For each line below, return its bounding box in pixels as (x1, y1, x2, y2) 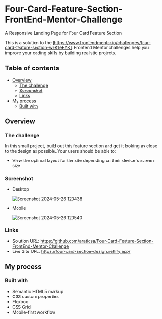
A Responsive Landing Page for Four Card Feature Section (5, 30, 122, 36)
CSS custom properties (12, 294, 59, 299)
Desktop (12, 186, 29, 192)
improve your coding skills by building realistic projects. (5, 50, 117, 56)
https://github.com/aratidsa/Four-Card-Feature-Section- (40, 238, 154, 244)
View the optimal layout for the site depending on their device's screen (12, 158, 154, 163)
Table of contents (5, 64, 59, 72)
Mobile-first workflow (12, 309, 56, 315)
